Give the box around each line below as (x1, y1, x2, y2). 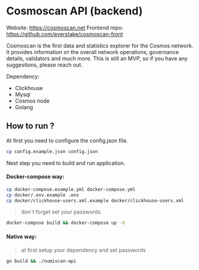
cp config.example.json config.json (6, 148, 98, 154)
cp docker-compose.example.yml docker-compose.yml (6, 186, 136, 193)
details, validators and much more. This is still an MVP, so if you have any (6, 55, 188, 62)
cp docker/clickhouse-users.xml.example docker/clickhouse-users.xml (6, 197, 185, 203)
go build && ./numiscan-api (6, 258, 77, 264)
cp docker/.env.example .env (6, 192, 79, 198)
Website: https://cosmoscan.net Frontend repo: (6, 24, 123, 31)
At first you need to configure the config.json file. (6, 137, 128, 144)
